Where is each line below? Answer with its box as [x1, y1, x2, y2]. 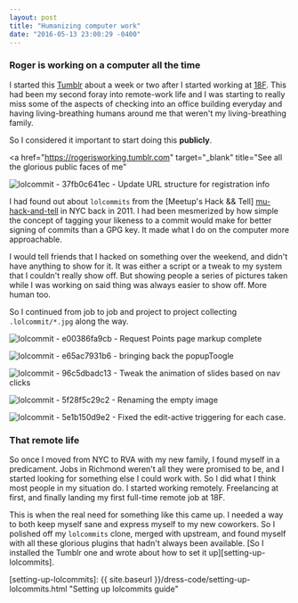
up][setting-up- [208, 547, 266, 558]
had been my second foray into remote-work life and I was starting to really [9, 88, 286, 99]
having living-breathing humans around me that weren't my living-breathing [9, 108, 287, 119]
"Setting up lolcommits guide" [68, 583, 180, 594]
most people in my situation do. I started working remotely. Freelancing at [9, 483, 278, 493]
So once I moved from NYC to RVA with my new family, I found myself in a [9, 454, 280, 465]
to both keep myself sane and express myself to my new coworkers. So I [9, 518, 276, 529]
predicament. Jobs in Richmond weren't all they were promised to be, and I [9, 463, 285, 474]
